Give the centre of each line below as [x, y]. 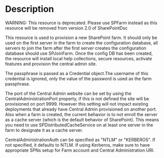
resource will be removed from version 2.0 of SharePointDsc [66, 28]
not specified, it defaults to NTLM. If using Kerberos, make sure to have [78, 145]
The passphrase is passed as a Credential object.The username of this [77, 73]
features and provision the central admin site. [51, 64]
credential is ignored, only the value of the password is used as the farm [78, 79]
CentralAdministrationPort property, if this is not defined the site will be [77, 99]
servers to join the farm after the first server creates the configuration [76, 48]
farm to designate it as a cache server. [44, 130]
